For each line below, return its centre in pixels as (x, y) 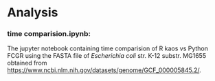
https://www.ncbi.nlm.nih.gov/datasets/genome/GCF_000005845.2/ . (104, 70)
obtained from (27, 63)
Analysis (33, 13)
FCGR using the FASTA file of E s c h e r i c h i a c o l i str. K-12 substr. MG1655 (107, 56)
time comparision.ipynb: (49, 34)
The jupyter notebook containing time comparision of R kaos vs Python (107, 48)
